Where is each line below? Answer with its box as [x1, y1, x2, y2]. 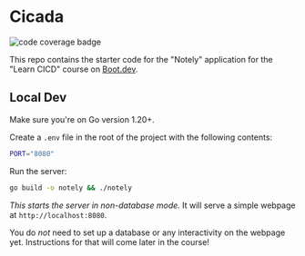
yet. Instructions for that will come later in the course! [9, 236, 209, 247]
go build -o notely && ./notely [9, 183, 132, 192]
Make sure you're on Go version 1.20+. [9, 113, 155, 124]
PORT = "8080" [9, 149, 55, 158]
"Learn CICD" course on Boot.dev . [9, 64, 138, 74]
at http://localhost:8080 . [9, 209, 107, 220]
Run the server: [9, 165, 67, 176]
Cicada [9, 6, 65, 27]
